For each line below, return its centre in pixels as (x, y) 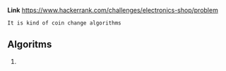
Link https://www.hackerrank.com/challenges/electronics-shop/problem (113, 10)
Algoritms (30, 45)
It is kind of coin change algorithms (64, 23)
